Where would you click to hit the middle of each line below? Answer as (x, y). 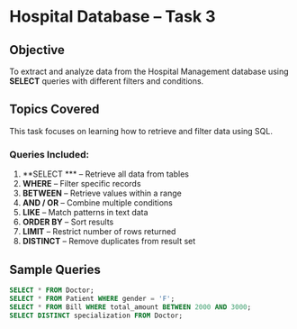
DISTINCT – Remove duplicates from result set (109, 242)
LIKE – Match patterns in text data (85, 213)
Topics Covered (54, 110)
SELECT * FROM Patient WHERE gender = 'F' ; (92, 298)
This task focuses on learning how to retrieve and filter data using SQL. (141, 131)
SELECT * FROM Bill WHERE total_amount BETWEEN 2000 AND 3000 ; (130, 307)
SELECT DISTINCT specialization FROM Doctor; (96, 315)
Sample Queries (55, 269)
